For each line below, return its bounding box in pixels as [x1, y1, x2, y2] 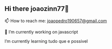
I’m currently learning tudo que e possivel [4, 38, 88, 44]
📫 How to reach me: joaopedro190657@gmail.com [4, 18, 107, 24]
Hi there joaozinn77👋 [4, 5, 69, 13]
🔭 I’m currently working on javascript [4, 29, 78, 35]
